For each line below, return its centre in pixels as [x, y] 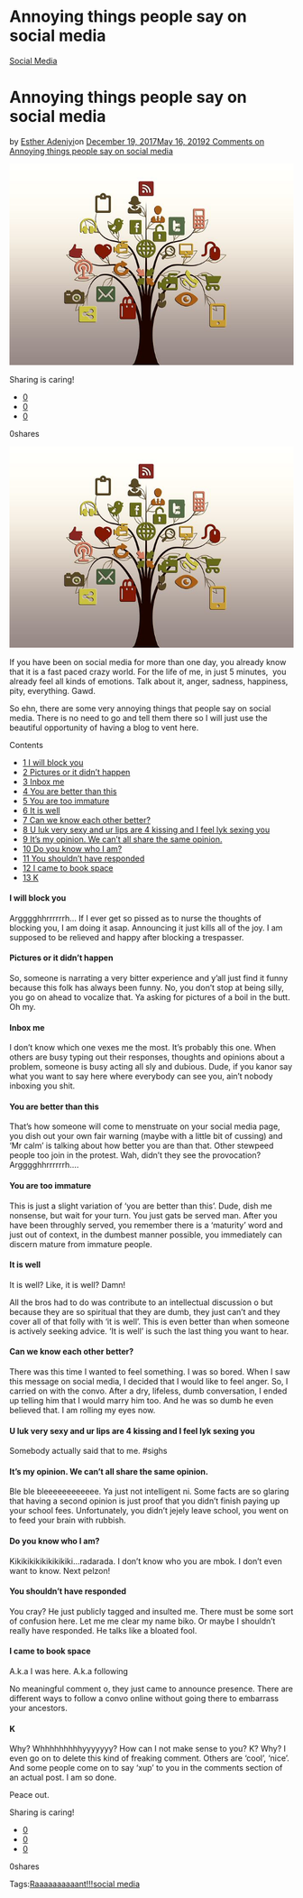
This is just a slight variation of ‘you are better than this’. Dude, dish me [141, 1206]
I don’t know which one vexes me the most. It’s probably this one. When [143, 1048]
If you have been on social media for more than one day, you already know [148, 662]
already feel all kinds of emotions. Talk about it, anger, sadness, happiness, [149, 681]
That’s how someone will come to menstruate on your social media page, [145, 1126]
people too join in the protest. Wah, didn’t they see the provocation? [135, 1155]
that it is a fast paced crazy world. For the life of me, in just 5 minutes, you [148, 671]
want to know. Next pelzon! [60, 1570]
